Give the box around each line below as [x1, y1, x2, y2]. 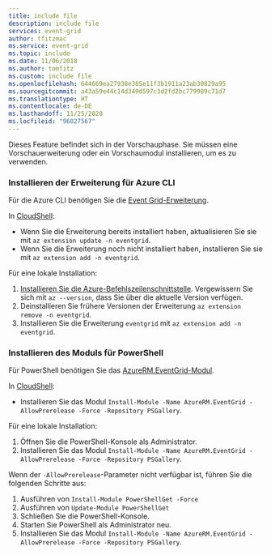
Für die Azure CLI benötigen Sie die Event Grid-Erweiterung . [8, 195, 209, 205]
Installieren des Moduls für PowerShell [8, 348, 164, 359]
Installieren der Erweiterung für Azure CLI [8, 177, 176, 188]
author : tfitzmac [8, 34, 67, 43]
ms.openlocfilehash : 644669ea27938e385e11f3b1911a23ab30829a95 [8, 79, 227, 88]
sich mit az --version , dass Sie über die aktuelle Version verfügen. [19, 292, 243, 302]
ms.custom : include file [8, 72, 92, 80]
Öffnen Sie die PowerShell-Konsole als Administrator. [19, 437, 198, 446]
